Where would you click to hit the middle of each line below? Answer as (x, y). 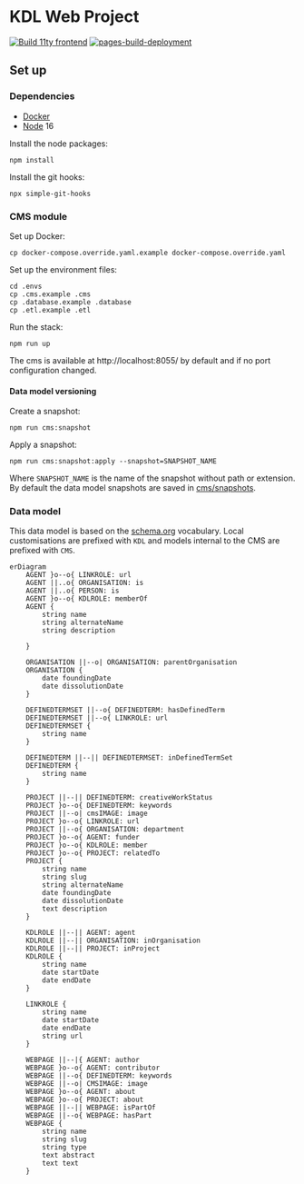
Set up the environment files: (64, 269)
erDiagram (28, 567)
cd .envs (26, 286)
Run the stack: (36, 327)
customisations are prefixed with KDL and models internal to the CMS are (145, 541)
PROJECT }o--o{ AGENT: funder (83, 838)
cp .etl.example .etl (50, 310)
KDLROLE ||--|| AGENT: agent (81, 933)
